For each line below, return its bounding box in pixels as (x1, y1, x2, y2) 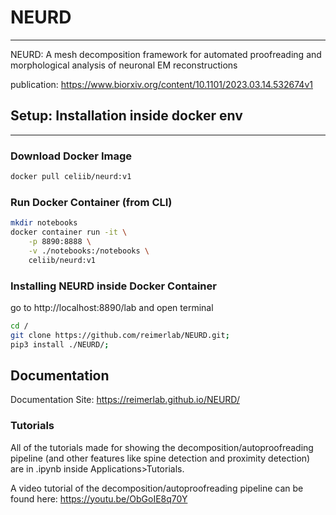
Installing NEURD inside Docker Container (10, 279, 217, 293)
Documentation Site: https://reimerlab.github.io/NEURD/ (10, 394, 240, 406)
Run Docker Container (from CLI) (10, 195, 173, 209)
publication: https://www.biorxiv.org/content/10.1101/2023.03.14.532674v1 (10, 78, 313, 90)
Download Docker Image (10, 149, 133, 163)
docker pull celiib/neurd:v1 (10, 172, 132, 182)
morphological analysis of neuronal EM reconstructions (10, 59, 238, 71)
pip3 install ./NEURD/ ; (10, 339, 110, 350)
